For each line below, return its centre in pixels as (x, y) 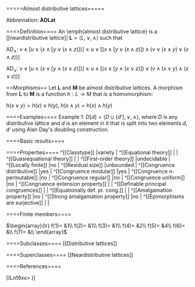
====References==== (34, 266)
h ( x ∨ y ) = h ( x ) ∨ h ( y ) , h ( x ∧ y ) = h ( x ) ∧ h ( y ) (59, 105)
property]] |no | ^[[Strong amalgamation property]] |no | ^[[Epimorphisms (95, 196)
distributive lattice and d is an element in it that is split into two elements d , (97, 123)
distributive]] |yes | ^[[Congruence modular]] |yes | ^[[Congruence (87, 171)
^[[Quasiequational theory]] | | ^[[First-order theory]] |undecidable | (88, 159)
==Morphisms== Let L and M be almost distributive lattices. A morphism (95, 88)
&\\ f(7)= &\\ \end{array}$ (37, 232)
